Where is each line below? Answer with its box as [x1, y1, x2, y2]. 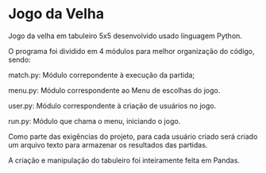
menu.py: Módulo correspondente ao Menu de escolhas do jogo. [8, 85, 221, 95]
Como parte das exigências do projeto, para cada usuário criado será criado [8, 132, 258, 141]
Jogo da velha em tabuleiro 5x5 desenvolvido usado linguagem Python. [8, 31, 242, 40]
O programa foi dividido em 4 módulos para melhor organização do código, [8, 46, 256, 56]
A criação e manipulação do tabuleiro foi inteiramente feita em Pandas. [8, 156, 241, 165]
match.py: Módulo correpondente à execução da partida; [8, 70, 195, 79]
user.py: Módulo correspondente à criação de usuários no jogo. [8, 101, 217, 110]
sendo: [8, 55, 31, 64]
